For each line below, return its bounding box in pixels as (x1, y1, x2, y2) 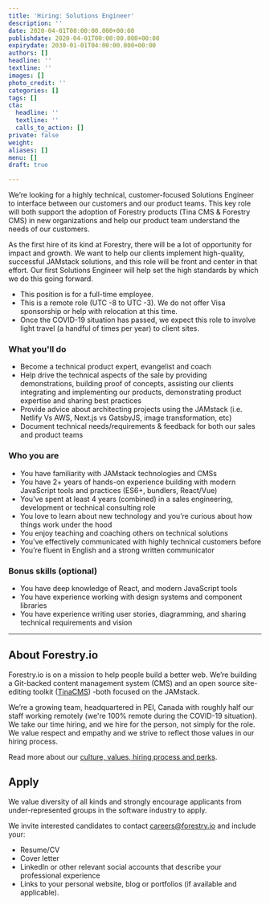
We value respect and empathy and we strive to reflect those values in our (8, 728, 255, 737)
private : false (8, 131, 59, 139)
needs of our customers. (8, 224, 90, 234)
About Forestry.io (8, 648, 99, 662)
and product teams (19, 430, 84, 440)
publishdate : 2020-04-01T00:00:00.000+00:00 (8, 34, 160, 43)
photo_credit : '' (8, 79, 67, 87)
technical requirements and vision (19, 618, 133, 627)
